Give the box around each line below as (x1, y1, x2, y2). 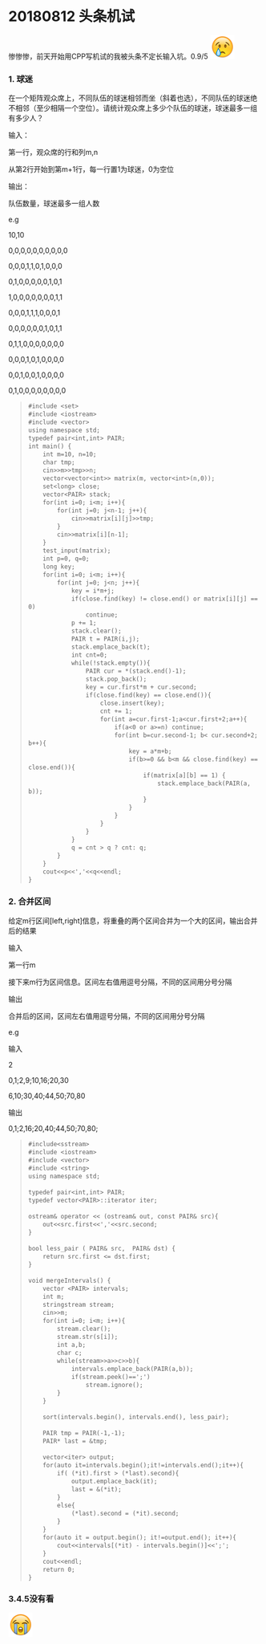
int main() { (27, 442, 72, 450)
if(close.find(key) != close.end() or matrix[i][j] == (71, 595, 258, 603)
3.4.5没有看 (8, 1593, 54, 1605)
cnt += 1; (99, 707, 133, 715)
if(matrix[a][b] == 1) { (143, 771, 226, 779)
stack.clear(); (71, 627, 122, 635)
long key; (42, 563, 75, 571)
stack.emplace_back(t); (71, 643, 151, 651)
